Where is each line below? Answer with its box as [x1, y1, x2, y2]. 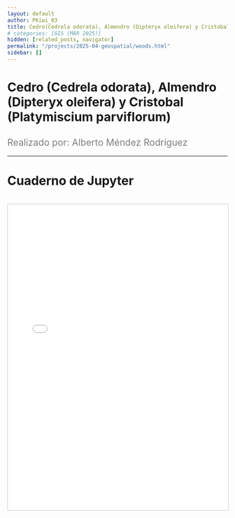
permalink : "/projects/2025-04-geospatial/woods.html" [7, 43, 171, 50]
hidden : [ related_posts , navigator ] [7, 36, 114, 43]
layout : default [7, 10, 55, 17]
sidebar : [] [7, 50, 42, 57]
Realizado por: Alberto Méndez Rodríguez [7, 137, 188, 149]
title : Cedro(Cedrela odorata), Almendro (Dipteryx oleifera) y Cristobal [7, 23, 230, 30]
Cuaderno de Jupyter [7, 173, 134, 189]
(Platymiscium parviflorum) [7, 109, 171, 125]
